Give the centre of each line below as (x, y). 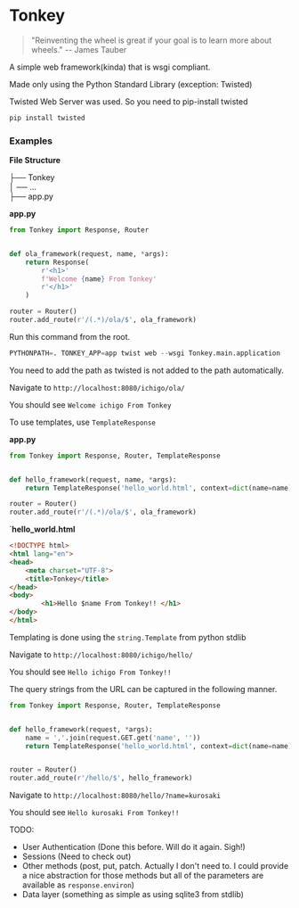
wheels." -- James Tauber (79, 49)
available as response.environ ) (78, 885)
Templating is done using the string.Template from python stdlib (128, 637)
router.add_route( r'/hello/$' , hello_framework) (101, 778)
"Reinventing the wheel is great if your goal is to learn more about (151, 40)
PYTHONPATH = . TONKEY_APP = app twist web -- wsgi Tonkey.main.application (145, 353)
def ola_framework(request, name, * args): (89, 254)
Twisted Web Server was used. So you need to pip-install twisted (129, 101)
